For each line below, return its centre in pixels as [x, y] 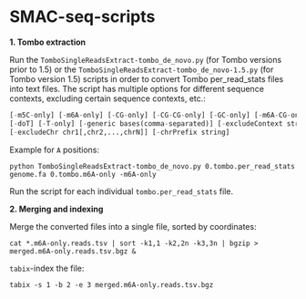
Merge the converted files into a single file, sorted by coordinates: [133, 226]
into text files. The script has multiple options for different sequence [137, 88]
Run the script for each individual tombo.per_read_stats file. [122, 191]
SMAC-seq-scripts [82, 17]
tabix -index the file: [47, 268]
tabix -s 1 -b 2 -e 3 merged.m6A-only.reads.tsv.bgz [112, 284]
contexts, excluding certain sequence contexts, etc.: [108, 98]
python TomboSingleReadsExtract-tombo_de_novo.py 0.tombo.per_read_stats [153, 166]
